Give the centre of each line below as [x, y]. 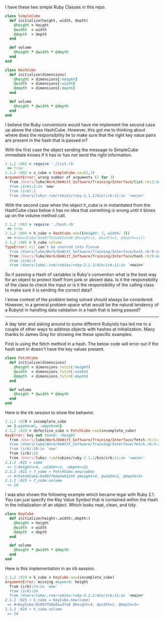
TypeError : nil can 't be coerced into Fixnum [52, 247]
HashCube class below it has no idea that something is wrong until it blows [80, 210]
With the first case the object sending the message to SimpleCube [72, 150]
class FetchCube [21, 358]
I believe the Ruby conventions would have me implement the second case [80, 125]
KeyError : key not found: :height [40, 435]
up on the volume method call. [36, 215]
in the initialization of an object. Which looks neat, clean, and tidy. [71, 505]
